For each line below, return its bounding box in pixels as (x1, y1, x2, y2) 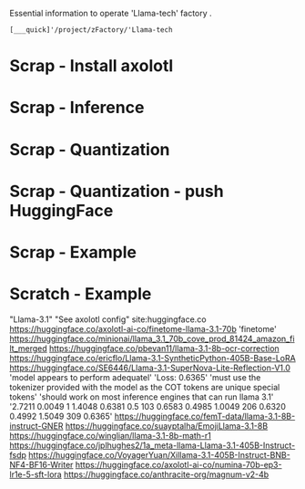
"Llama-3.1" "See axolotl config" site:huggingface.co (9, 314, 207, 325)
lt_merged (9, 342, 47, 354)
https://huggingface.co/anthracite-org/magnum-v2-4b (63, 469, 269, 480)
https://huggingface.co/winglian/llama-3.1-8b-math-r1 (9, 430, 212, 441)
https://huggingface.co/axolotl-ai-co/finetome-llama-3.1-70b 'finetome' (9, 323, 278, 334)
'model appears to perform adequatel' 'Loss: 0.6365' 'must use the (9, 371, 261, 382)
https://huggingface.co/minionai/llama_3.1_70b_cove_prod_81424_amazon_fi (9, 333, 295, 344)
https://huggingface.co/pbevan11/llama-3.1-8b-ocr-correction (48, 342, 280, 354)
